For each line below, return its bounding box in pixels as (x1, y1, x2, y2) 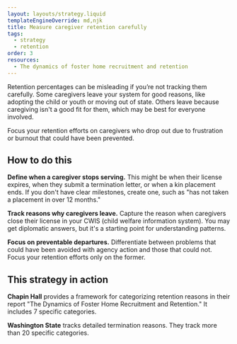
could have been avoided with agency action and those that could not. (7, 246, 212, 254)
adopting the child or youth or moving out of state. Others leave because (7, 97, 219, 106)
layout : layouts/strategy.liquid (7, 10, 106, 18)
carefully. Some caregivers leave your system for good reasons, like (7, 90, 206, 98)
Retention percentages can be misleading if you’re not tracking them (7, 82, 207, 91)
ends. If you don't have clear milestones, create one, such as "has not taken (7, 188, 229, 197)
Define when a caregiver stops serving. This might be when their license (7, 173, 223, 181)
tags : (7, 30, 23, 38)
